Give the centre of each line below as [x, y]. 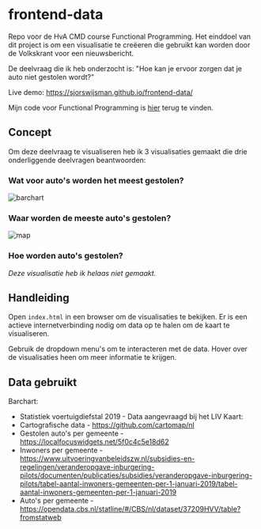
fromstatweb [40, 518]
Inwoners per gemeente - [61, 450]
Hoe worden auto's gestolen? [66, 256]
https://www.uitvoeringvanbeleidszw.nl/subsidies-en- [107, 459]
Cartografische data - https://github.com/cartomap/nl [107, 425]
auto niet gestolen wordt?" [51, 77]
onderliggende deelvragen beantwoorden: [77, 160]
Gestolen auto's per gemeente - [72, 433]
